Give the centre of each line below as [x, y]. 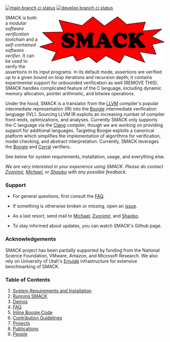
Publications [26, 328]
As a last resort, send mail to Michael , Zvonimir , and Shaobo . [76, 216]
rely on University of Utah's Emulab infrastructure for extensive [71, 261]
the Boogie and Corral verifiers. [38, 147]
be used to [16, 61]
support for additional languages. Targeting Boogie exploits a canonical [80, 130]
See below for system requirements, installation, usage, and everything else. [85, 156]
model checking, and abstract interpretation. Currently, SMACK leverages [82, 141]
